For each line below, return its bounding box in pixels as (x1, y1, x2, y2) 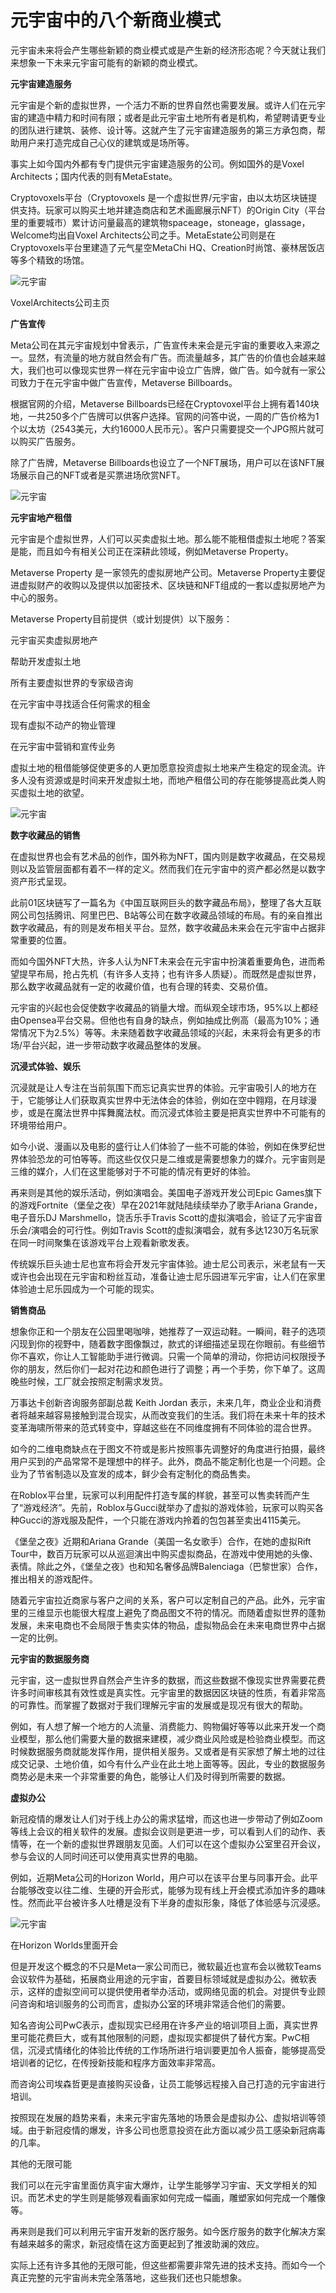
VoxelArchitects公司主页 (10, 296, 110, 308)
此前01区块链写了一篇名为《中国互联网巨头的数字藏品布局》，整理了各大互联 (10, 896, 322, 908)
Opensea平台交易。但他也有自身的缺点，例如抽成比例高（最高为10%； (18, 1014, 311, 1026)
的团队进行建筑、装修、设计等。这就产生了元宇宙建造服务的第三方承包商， (10, 124, 317, 136)
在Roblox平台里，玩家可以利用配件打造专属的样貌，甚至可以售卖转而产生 (10, 1489, 310, 1501)
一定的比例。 (10, 1631, 63, 1643)
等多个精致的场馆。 (10, 254, 90, 266)
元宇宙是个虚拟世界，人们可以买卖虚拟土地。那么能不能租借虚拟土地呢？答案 (10, 532, 326, 545)
